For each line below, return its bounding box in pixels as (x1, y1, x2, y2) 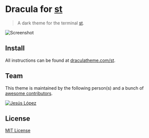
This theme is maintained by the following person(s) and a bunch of (5, 85, 144, 91)
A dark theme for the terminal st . (17, 20, 84, 26)
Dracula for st (5, 3, 63, 15)
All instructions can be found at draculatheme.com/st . (5, 57, 116, 63)
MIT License (5, 128, 31, 134)
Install (5, 44, 25, 53)
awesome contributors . (5, 90, 53, 96)
